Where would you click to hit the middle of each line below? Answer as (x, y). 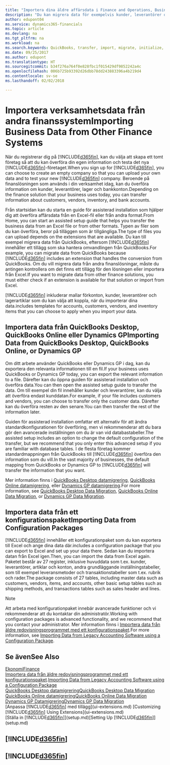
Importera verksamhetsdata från (75, 110)
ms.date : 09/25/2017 (27, 52)
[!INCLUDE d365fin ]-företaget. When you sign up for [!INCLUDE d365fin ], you (85, 168)
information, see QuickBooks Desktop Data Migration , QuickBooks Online (82, 491)
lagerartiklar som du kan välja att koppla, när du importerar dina (71, 301)
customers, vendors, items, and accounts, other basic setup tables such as (83, 583)
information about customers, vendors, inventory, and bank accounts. (78, 200)
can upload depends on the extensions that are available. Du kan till (76, 237)
